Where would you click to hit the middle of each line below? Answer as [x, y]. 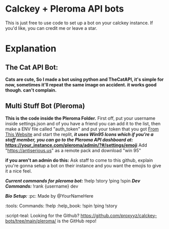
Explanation [31, 49]
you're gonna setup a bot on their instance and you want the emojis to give [83, 165]
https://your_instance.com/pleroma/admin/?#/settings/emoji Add [76, 145]
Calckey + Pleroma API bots [65, 9]
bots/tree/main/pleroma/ [31, 221]
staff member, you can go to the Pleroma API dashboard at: [69, 140]
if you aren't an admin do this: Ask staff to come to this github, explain [79, 160]
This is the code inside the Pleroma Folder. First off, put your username [80, 118]
